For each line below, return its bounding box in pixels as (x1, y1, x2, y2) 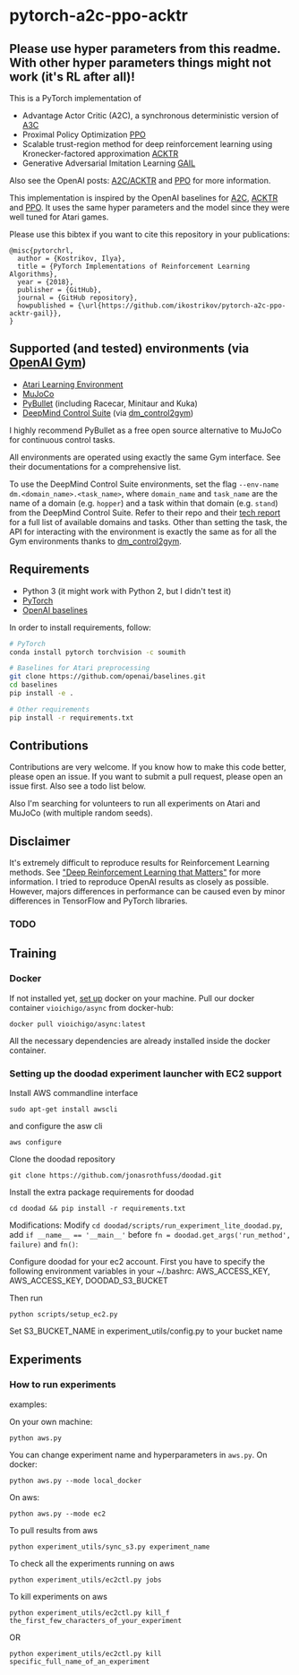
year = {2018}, (17, 278, 74, 287)
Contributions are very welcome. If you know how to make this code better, (9, 762, 286, 773)
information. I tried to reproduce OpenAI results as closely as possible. (9, 876, 269, 887)
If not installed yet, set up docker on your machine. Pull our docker (9, 992, 255, 1004)
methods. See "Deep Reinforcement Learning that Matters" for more (9, 867, 261, 878)
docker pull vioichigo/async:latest (9, 1019, 146, 1029)
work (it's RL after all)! (9, 69, 136, 84)
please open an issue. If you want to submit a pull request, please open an (9, 772, 284, 782)
